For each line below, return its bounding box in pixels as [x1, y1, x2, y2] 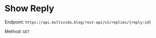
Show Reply [4, 3, 55, 14]
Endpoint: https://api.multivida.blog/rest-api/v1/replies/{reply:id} [4, 19, 152, 25]
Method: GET [4, 28, 30, 34]
